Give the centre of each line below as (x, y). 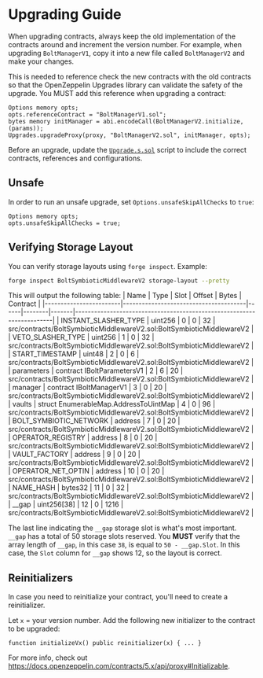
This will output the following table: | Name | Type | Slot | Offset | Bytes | (125, 296)
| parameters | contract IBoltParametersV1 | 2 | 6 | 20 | (96, 370)
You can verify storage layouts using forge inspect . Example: (108, 266)
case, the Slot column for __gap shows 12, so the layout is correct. (115, 553)
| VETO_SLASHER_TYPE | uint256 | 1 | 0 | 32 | (81, 337)
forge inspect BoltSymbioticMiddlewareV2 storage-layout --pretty (119, 281)
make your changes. (41, 61)
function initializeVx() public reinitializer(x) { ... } (105, 643)
